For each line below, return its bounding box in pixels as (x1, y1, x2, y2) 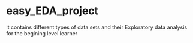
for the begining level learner (6, 29, 78, 37)
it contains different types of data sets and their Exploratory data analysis (6, 24, 188, 31)
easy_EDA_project (6, 4, 99, 18)
